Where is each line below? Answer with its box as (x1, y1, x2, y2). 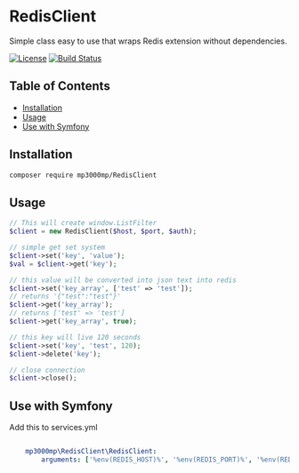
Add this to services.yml (9, 422, 98, 433)
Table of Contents (9, 78, 111, 94)
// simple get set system (9, 243, 105, 252)
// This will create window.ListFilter (9, 219, 158, 228)
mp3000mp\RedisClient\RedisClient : (25, 447, 158, 456)
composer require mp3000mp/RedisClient (9, 171, 158, 180)
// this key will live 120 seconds (9, 333, 141, 341)
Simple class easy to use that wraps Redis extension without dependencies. (9, 36, 287, 46)
